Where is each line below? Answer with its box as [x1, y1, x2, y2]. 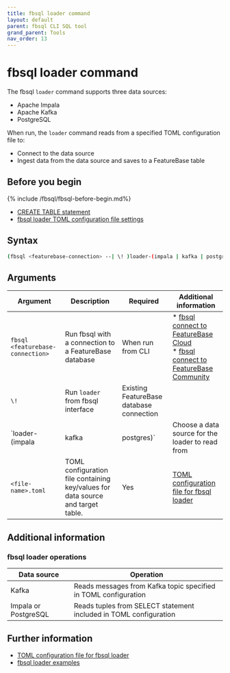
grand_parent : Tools [7, 29, 66, 36]
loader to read [172, 437, 218, 447]
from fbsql [64, 396, 99, 406]
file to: [7, 136, 25, 144]
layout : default [7, 16, 53, 23]
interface [64, 405, 94, 414]
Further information [7, 633, 93, 644]
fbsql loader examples [16, 658, 80, 666]
